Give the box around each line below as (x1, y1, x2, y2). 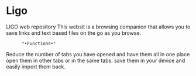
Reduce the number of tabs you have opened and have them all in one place (6, 50, 190, 57)
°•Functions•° (21, 41, 57, 46)
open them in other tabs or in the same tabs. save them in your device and (6, 57, 185, 64)
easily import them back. (6, 63, 66, 70)
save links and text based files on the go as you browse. (6, 29, 142, 36)
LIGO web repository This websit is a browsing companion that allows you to (6, 23, 191, 30)
